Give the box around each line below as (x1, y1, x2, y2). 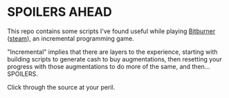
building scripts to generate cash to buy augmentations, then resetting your (7, 55, 223, 63)
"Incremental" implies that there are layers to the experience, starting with (7, 48, 218, 56)
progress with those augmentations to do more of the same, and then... (7, 62, 210, 70)
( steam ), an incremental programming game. (7, 34, 135, 42)
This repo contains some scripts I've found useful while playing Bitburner (7, 27, 216, 35)
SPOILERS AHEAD (7, 4, 113, 20)
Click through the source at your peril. (7, 83, 116, 91)
